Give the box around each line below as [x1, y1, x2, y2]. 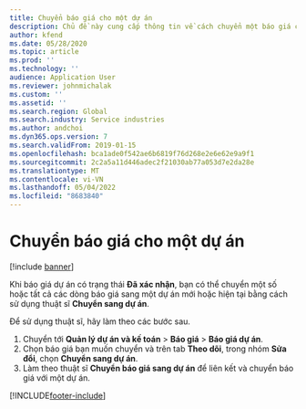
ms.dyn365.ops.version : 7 [9, 132, 107, 142]
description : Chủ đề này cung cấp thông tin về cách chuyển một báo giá [9, 22, 291, 31]
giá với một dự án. [22, 372, 91, 383]
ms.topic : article [9, 47, 79, 57]
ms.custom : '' [9, 89, 64, 99]
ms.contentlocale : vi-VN [9, 174, 104, 184]
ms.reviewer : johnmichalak [9, 81, 112, 90]
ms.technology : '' [9, 65, 79, 74]
